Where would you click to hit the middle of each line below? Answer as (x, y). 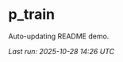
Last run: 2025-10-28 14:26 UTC (61, 51)
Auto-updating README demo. (59, 36)
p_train (32, 15)
